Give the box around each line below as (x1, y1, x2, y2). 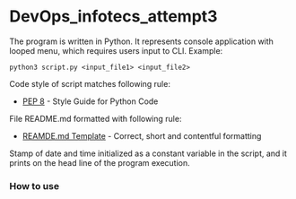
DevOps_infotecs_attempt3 (9, 6, 218, 27)
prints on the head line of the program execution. (9, 157, 190, 168)
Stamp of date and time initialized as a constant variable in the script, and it (9, 148, 287, 159)
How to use (9, 179, 60, 192)
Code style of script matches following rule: (9, 78, 170, 89)
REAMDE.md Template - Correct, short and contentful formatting (22, 130, 262, 141)
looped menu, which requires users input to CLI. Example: (9, 45, 223, 56)
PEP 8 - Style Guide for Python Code (22, 96, 159, 107)
